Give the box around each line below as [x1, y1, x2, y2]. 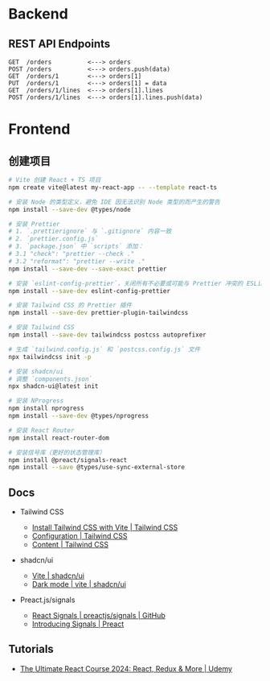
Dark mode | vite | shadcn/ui [31, 580, 127, 589]
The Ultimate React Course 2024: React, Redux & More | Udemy [19, 663, 233, 673]
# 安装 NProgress [8, 397, 64, 405]
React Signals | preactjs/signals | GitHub [31, 611, 166, 621]
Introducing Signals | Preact [31, 619, 125, 629]
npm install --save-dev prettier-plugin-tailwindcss [8, 309, 189, 317]
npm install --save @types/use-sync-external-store [8, 464, 185, 472]
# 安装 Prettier [8, 220, 60, 228]
